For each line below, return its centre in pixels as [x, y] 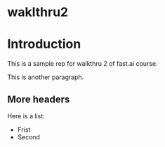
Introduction [44, 44]
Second [29, 136]
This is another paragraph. [46, 77]
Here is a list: [26, 115]
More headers [39, 99]
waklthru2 [38, 12]
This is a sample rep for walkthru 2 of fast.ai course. [82, 64]
